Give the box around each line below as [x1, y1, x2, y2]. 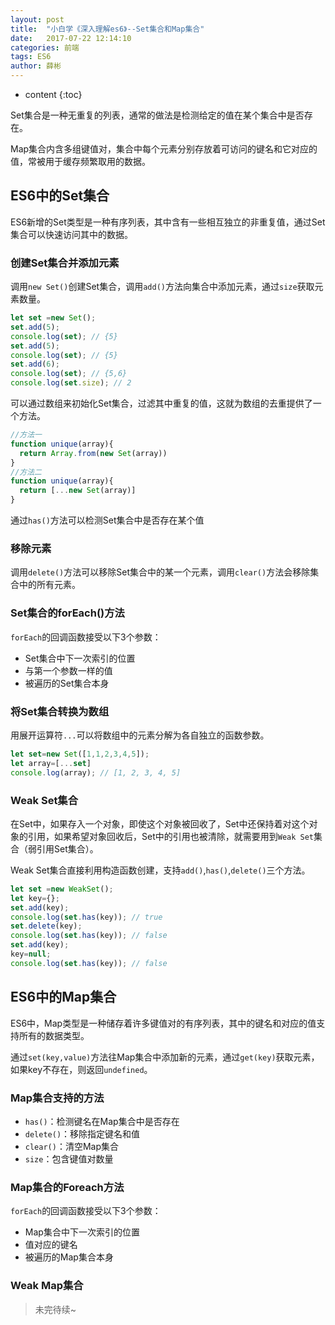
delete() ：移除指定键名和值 [24, 1127, 141, 1140]
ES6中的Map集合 [10, 989, 117, 1006]
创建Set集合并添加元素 [10, 256, 120, 270]
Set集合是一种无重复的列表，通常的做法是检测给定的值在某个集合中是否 [10, 109, 305, 121]
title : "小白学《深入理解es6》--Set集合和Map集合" [10, 24, 205, 34]
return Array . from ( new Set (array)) [19, 448, 168, 458]
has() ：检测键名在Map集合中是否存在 [24, 1115, 180, 1127]
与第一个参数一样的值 [24, 664, 113, 676]
